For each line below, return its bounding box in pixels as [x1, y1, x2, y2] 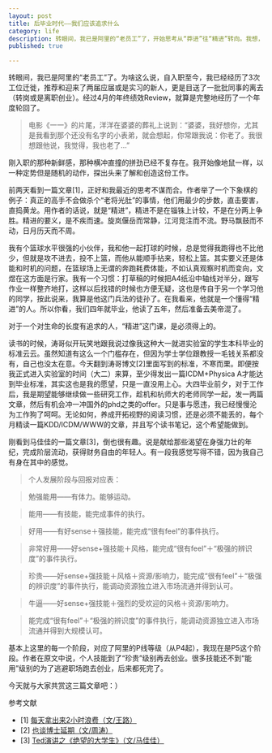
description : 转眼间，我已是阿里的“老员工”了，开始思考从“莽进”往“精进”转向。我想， [8, 34, 265, 43]
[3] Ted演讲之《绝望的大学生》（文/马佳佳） [19, 736, 164, 746]
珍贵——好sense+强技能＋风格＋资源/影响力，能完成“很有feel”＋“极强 [28, 571, 262, 581]
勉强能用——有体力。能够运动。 [28, 492, 135, 502]
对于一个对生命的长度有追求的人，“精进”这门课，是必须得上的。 [8, 322, 221, 331]
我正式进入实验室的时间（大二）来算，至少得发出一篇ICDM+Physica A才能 [8, 369, 257, 379]
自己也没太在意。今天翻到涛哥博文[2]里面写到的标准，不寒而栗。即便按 [22, 359, 259, 369]
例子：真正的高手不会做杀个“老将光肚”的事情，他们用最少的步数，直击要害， [8, 196, 263, 206]
